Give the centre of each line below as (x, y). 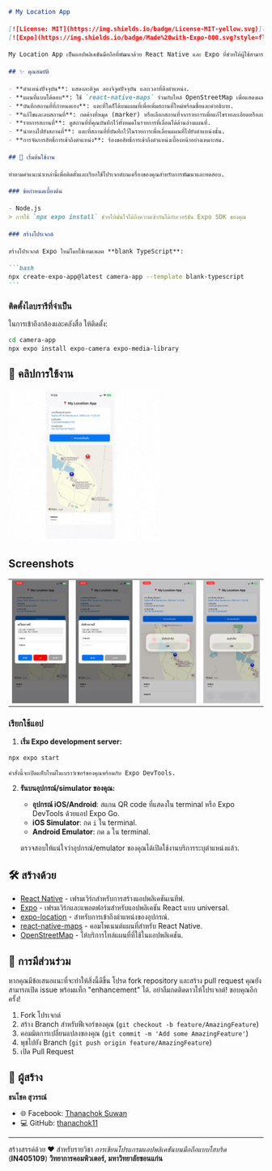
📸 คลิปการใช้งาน (41, 374)
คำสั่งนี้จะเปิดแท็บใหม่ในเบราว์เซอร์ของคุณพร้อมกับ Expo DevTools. (92, 773)
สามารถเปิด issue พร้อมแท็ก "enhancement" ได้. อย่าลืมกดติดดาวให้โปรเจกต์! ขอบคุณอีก (133, 990)
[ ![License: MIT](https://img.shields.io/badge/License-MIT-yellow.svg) (134, 29)
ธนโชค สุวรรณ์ (28, 1096)
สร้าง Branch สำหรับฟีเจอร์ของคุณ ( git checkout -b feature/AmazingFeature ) (139, 1024)
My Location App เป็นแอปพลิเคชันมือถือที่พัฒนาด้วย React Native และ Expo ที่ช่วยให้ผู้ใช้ (129, 55)
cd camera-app (32, 340)
